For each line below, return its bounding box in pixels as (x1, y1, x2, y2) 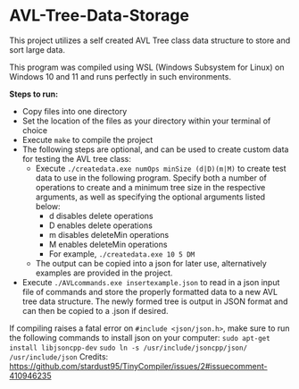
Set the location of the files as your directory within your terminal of (21, 115, 271, 126)
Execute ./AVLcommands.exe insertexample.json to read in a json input (21, 276, 280, 287)
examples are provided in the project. (35, 267, 173, 278)
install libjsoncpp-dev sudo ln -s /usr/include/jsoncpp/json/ (9, 343, 248, 352)
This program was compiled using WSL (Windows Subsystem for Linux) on (9, 62, 285, 72)
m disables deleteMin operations (48, 229, 170, 240)
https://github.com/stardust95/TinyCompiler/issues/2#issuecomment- (9, 360, 268, 371)
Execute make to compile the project (21, 134, 154, 145)
